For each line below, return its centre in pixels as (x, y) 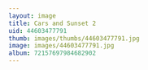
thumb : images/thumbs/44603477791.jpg (74, 38)
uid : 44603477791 (38, 31)
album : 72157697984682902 (52, 53)
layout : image (33, 16)
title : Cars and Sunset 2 (52, 23)
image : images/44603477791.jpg (61, 46)
